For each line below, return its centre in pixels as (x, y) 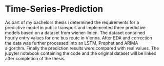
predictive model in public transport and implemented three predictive (75, 27)
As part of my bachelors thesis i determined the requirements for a (72, 22)
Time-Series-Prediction (54, 9)
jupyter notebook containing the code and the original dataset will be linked (81, 53)
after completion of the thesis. (35, 58)
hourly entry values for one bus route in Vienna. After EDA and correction (79, 38)
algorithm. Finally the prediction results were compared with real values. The (82, 48)
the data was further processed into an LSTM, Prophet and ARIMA (72, 43)
